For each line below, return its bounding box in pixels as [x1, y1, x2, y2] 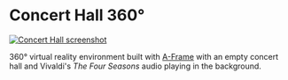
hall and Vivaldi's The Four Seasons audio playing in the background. [9, 61, 261, 71]
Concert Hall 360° [9, 5, 145, 25]
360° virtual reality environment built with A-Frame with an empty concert [9, 51, 279, 62]
